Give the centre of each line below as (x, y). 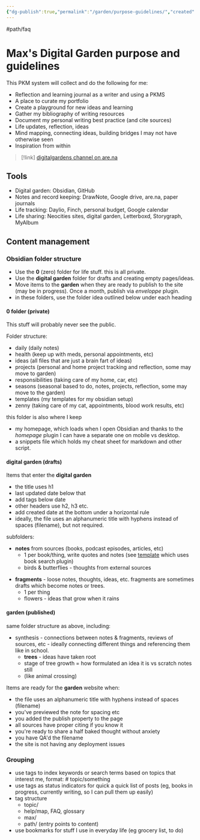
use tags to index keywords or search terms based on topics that (95, 773)
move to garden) (35, 373)
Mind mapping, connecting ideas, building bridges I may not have (96, 132)
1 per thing (37, 592)
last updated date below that (50, 493)
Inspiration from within (43, 146)
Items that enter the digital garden (49, 475)
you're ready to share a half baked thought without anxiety (87, 731)
